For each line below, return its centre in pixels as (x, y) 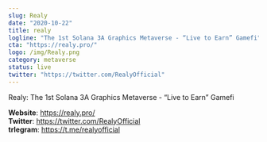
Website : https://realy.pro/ (52, 113)
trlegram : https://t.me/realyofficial (64, 129)
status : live (30, 67)
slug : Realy (28, 15)
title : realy (30, 30)
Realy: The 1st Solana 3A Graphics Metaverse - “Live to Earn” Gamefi (121, 97)
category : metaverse (43, 60)
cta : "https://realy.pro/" (53, 45)
